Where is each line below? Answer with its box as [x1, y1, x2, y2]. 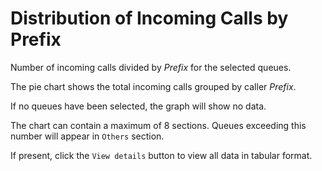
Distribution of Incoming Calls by [10, 7, 289, 30]
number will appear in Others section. [10, 130, 165, 142]
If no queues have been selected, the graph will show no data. [10, 100, 267, 112]
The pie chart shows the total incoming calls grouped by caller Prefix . [10, 80, 297, 92]
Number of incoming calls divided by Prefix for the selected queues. [10, 61, 292, 73]
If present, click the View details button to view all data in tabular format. [10, 149, 313, 161]
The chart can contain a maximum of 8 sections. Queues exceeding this [10, 119, 307, 131]
